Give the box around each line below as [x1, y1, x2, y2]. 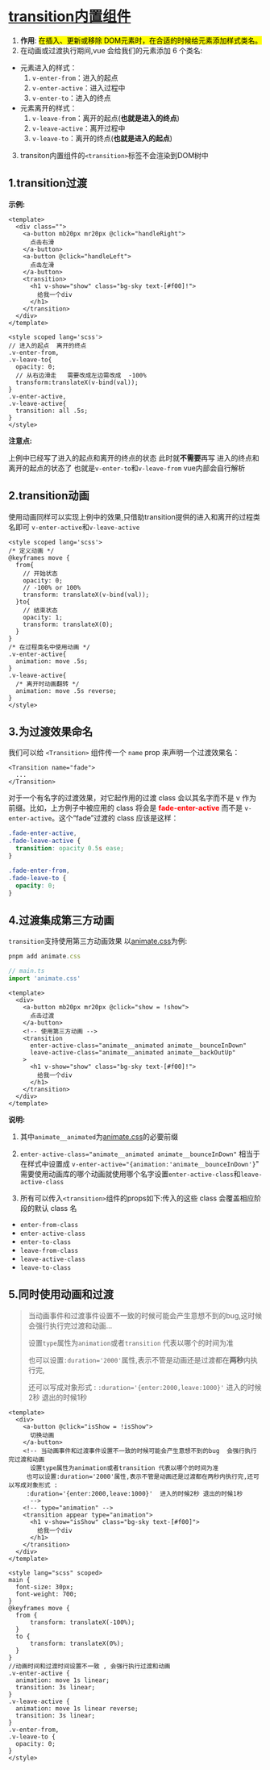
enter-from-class [19, 1221, 79, 1229]
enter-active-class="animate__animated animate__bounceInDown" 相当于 [19, 1149, 260, 1158]
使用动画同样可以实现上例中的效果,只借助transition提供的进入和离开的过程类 [8, 511, 260, 521]
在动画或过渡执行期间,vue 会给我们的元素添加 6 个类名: [19, 45, 203, 55]
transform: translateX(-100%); [29, 1618, 135, 1626]
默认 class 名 [34, 1203, 77, 1213]
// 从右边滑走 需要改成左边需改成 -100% [15, 371, 147, 379]
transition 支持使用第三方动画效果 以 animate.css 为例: [8, 937, 188, 946]
